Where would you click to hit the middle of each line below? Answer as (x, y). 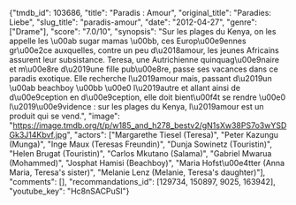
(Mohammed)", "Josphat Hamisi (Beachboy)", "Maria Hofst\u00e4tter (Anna (147, 163)
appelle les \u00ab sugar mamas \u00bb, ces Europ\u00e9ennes (128, 41)
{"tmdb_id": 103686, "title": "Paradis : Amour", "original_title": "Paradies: (140, 13)
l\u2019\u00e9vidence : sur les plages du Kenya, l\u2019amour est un (137, 106)
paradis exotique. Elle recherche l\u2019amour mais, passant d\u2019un (140, 78)
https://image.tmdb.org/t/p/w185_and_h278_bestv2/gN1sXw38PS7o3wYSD (150, 125)
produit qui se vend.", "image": (65, 116)
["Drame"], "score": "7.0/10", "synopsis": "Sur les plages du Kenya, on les (143, 31)
